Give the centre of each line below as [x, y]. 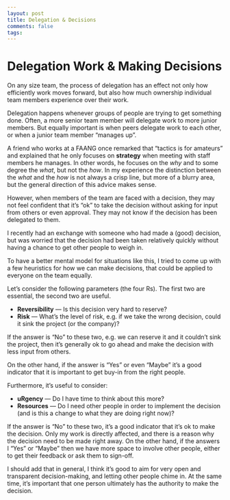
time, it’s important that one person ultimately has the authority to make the [113, 484]
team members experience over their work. [68, 100]
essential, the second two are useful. [59, 296]
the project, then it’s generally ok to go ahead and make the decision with [111, 345]
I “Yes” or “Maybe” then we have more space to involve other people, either [114, 449]
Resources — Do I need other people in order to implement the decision [119, 406]
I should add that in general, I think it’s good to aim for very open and [104, 469]
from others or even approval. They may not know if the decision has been [112, 212]
